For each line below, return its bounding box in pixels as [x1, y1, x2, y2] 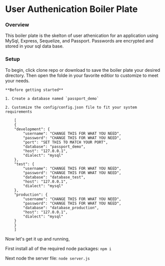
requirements [5, 109, 32, 114]
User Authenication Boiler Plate [5, 3, 138, 15]
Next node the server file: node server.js [5, 255, 90, 261]
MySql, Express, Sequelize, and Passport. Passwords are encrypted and [5, 38, 154, 44]
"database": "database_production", [23, 205, 99, 210]
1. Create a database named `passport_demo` [5, 96, 99, 101]
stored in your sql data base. [5, 43, 64, 49]
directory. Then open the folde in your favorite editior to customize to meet [5, 72, 159, 78]
